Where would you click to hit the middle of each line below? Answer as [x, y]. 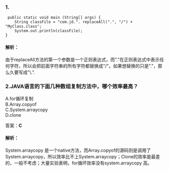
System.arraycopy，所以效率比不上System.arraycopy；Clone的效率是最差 [83, 157]
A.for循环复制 [20, 98]
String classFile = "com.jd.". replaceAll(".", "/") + [74, 22]
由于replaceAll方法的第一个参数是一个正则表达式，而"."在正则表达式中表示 [82, 59]
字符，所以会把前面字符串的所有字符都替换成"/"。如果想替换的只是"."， [84, 66]
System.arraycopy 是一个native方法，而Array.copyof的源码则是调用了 [78, 150]
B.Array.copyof [21, 104]
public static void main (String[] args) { [54, 18]
